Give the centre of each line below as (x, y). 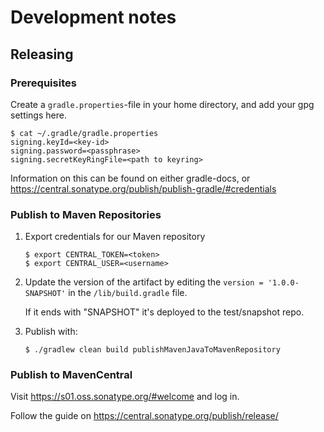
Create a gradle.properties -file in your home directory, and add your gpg (162, 104)
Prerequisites (43, 83)
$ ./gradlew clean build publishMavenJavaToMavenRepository (152, 350)
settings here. (38, 115)
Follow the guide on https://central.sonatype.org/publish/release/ (144, 416)
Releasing (42, 54)
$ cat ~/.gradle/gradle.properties (84, 133)
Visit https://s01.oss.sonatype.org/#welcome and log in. (125, 397)
